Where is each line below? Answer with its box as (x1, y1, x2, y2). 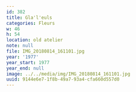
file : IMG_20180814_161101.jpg (6, 48, 85, 54)
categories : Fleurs (6, 20, 55, 26)
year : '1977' (6, 54, 39, 60)
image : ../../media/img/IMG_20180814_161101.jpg (6, 71, 131, 77)
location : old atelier (6, 37, 63, 43)
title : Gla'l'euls (6, 15, 52, 21)
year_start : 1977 (6, 59, 50, 65)
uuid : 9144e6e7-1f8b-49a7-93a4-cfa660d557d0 (6, 76, 120, 82)
